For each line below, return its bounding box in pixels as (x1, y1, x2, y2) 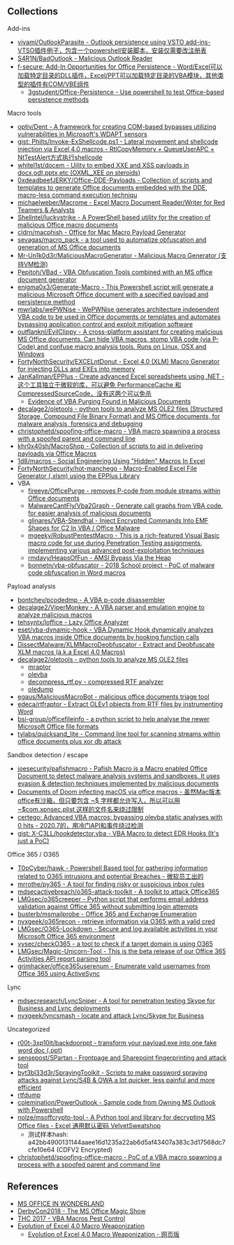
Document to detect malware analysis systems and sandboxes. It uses (17, 771, 220, 780)
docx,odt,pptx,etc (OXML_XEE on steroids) (17, 168, 141, 177)
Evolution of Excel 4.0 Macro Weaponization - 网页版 (27, 1230, 180, 1238)
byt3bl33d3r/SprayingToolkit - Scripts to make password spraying (17, 1068, 207, 1077)
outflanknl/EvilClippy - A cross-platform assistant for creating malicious (17, 327, 224, 336)
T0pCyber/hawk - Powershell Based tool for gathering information (17, 864, 208, 872)
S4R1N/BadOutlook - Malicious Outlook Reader (17, 54, 153, 62)
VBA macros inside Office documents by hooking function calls (17, 632, 200, 641)
